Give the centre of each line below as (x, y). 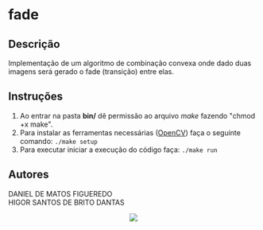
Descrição (34, 44)
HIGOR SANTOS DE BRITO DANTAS (66, 202)
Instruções (36, 97)
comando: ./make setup (58, 141)
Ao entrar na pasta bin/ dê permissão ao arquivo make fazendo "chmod (137, 115)
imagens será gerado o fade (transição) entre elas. (91, 72)
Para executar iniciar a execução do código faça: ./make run (118, 150)
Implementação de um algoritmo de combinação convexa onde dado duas (130, 63)
